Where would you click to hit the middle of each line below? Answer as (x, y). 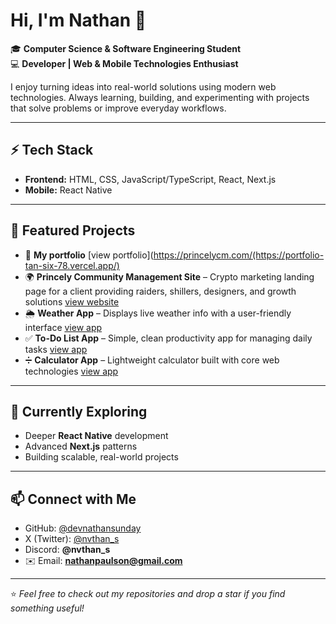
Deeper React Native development (96, 436)
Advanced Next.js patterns (81, 446)
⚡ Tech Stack (52, 150)
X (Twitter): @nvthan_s (72, 539)
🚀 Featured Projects (73, 230)
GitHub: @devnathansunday (83, 528)
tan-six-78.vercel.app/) (72, 265)
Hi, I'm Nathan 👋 (78, 20)
